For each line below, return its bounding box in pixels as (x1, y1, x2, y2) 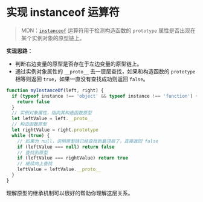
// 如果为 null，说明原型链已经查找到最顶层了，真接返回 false (17, 138, 159, 144)
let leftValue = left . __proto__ (11, 116, 94, 122)
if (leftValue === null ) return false (17, 144, 115, 150)
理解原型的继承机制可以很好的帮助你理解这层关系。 (6, 189, 134, 197)
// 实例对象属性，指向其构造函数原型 (11, 110, 92, 116)
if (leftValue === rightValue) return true (17, 155, 129, 161)
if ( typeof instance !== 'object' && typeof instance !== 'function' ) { (11, 93, 199, 99)
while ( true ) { (11, 132, 50, 138)
